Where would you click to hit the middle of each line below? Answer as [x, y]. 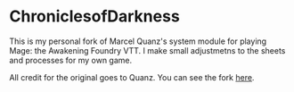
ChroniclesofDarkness [94, 17]
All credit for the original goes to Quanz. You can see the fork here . [132, 77]
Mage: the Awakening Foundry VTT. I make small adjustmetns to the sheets [147, 50]
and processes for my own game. [71, 60]
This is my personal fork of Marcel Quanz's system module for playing [138, 41]
